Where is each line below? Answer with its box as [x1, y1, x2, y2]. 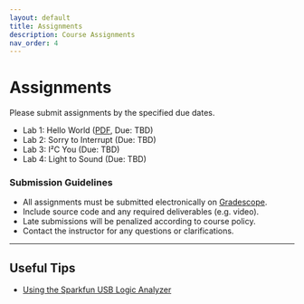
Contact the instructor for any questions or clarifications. [22, 225, 234, 236]
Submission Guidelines [9, 176, 113, 189]
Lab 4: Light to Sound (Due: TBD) [22, 154, 147, 165]
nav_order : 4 [9, 38, 59, 48]
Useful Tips [9, 260, 76, 276]
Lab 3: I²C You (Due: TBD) [22, 144, 120, 155]
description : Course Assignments [9, 30, 136, 39]
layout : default [9, 13, 71, 23]
